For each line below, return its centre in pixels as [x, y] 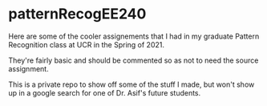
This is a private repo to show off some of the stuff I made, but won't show [131, 84]
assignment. [29, 68]
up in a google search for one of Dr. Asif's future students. [105, 92]
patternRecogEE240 [77, 14]
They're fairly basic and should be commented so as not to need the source [133, 60]
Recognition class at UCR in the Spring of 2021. [86, 44]
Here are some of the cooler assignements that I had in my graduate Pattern [134, 36]
